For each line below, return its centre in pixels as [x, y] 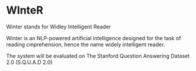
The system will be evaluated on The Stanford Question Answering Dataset [98, 56]
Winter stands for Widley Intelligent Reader [59, 27]
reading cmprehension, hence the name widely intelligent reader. [86, 44]
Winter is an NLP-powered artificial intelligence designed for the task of [94, 38]
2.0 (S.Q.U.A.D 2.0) [29, 62]
